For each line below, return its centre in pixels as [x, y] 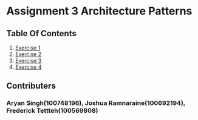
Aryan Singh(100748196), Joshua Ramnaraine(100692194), [96, 103]
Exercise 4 [28, 67]
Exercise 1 [28, 48]
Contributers [31, 86]
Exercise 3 [28, 61]
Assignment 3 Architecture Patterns [99, 11]
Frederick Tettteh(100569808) [52, 111]
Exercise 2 [28, 54]
